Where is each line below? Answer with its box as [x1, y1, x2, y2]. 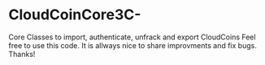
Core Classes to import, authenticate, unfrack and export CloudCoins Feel [8, 32, 256, 42]
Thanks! [8, 49, 36, 59]
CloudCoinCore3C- [8, 6, 141, 24]
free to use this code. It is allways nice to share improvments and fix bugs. [8, 40, 258, 50]
